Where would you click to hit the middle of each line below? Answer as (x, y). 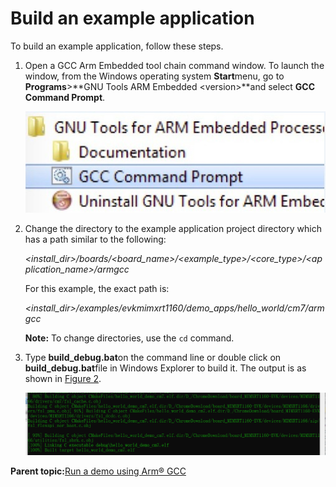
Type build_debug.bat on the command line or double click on (153, 357)
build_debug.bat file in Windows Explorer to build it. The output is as (165, 368)
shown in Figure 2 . (63, 378)
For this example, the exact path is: (97, 288)
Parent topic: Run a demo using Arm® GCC (98, 471)
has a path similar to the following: (95, 239)
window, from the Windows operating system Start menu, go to (154, 76)
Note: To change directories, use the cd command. (129, 338)
